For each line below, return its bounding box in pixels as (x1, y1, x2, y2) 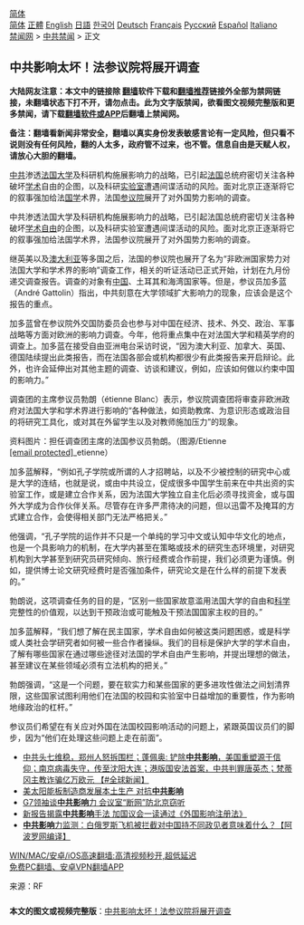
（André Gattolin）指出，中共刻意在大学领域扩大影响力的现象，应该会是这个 (9, 287, 293, 298)
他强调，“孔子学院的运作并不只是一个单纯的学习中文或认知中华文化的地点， (9, 530, 291, 541)
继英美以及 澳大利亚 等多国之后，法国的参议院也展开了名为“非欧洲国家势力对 (9, 253, 291, 264)
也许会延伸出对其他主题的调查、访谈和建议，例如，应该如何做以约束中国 (24, 362, 295, 373)
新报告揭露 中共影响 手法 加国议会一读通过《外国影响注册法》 (22, 808, 247, 819)
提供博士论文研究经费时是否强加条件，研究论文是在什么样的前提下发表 (24, 564, 287, 575)
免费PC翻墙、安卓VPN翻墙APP (9, 861, 124, 872)
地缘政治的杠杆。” (9, 701, 73, 712)
